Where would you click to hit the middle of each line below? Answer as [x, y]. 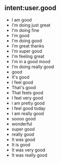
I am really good [28, 113]
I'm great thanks [28, 46]
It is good [21, 144]
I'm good [20, 35]
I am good [22, 20]
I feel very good [27, 98]
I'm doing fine [25, 30]
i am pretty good [28, 103]
